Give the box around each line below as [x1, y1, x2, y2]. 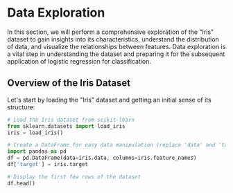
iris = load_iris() [7, 129, 64, 136]
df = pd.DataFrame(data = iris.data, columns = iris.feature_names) [7, 154, 197, 162]
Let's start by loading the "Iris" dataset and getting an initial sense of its [7, 95, 212, 104]
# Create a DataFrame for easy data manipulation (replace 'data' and [7, 142, 216, 149]
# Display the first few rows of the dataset [7, 173, 141, 181]
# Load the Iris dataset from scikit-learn [7, 116, 135, 123]
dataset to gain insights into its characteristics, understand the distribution [7, 35, 220, 43]
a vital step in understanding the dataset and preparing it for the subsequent [7, 50, 225, 58]
